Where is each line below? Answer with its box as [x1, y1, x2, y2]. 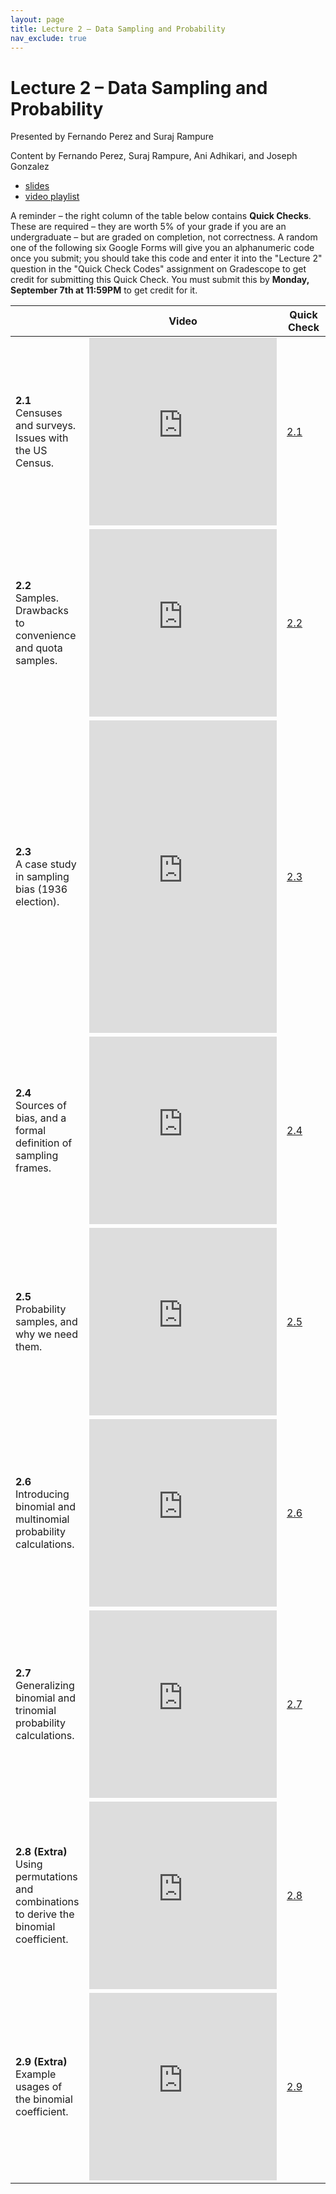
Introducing [15, 1487, 70, 1501]
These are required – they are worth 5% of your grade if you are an [10, 221, 287, 233]
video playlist [24, 191, 80, 203]
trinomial [15, 1704, 57, 1718]
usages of [15, 2080, 63, 2094]
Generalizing [15, 1679, 75, 1693]
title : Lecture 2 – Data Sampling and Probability [10, 24, 226, 34]
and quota [15, 641, 63, 655]
